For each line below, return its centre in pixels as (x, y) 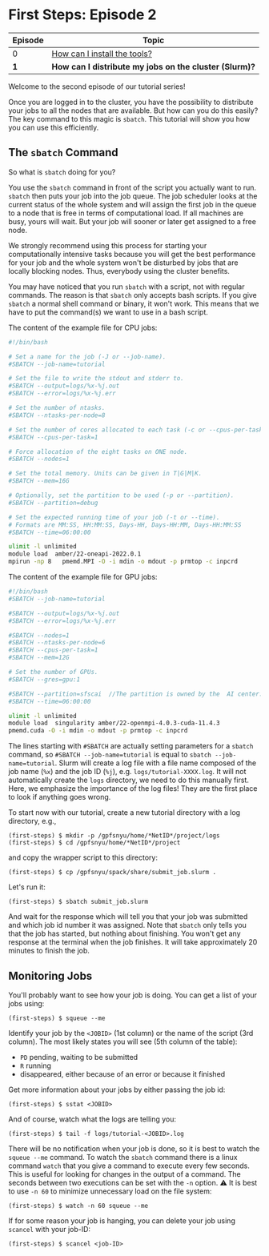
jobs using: (26, 1003)
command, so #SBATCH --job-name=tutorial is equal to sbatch (110, 755)
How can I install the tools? (102, 54)
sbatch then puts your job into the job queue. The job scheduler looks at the (133, 196)
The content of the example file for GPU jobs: (83, 577)
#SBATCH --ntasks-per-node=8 (57, 415)
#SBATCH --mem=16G (39, 481)
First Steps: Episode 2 (82, 15)
